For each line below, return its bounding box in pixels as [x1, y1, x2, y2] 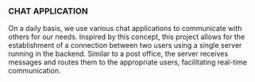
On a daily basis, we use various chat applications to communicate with [8, 24, 242, 33]
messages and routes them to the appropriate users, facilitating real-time [8, 57, 248, 67]
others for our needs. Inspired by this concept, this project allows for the [8, 32, 245, 41]
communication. [8, 66, 61, 76]
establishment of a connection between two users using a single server [8, 41, 242, 50]
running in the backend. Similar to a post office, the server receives [8, 49, 229, 59]
